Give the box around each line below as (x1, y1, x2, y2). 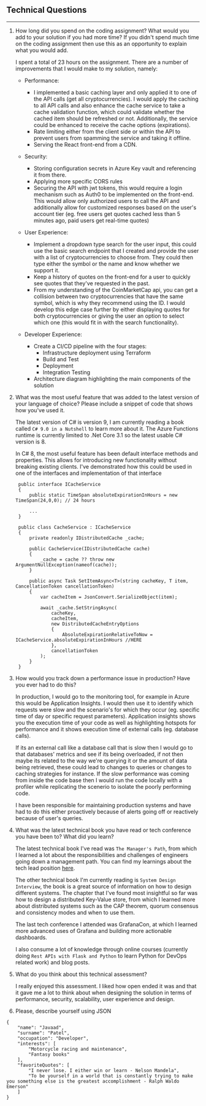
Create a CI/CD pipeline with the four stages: (33, 342, 147, 350)
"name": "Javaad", (17, 1024, 64, 1031)
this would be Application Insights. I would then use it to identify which (15, 699, 194, 707)
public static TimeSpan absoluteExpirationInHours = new (29, 492, 178, 498)
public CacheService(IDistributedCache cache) (29, 545, 150, 551)
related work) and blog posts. (15, 958, 90, 966)
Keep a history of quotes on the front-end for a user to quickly (33, 273, 191, 280)
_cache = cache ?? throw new (40, 556, 115, 563)
